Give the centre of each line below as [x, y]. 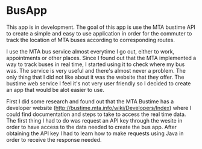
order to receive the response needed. [54, 139]
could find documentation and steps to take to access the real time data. [96, 114]
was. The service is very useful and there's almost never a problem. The [96, 70]
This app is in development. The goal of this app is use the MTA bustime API [101, 27]
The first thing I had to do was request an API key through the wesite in [94, 120]
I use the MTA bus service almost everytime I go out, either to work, [90, 51]
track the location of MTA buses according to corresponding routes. [91, 40]
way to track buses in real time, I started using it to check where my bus [96, 64]
